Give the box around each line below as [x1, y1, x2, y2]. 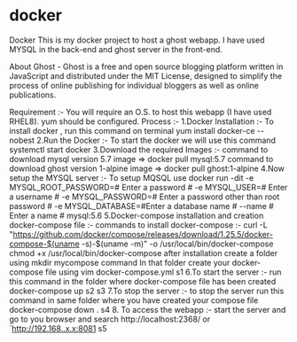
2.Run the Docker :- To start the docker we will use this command [36, 135, 277, 145]
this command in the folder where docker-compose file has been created [9, 276, 277, 286]
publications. [9, 89, 57, 100]
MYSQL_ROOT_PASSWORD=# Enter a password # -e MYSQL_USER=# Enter [9, 182, 288, 192]
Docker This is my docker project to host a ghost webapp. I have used [9, 35, 265, 45]
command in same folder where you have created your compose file [9, 294, 259, 306]
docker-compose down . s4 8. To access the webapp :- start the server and [9, 304, 286, 315]
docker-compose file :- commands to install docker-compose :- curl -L [9, 219, 268, 230]
